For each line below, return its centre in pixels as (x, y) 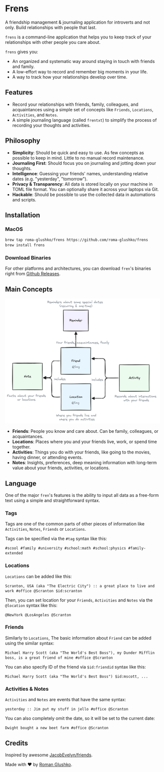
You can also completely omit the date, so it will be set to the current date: (80, 718)
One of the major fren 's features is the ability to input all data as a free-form (82, 495)
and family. (23, 66)
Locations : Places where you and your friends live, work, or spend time (84, 442)
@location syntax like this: (31, 605)
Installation (23, 215)
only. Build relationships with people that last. (51, 27)
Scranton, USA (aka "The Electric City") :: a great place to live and (80, 586)
